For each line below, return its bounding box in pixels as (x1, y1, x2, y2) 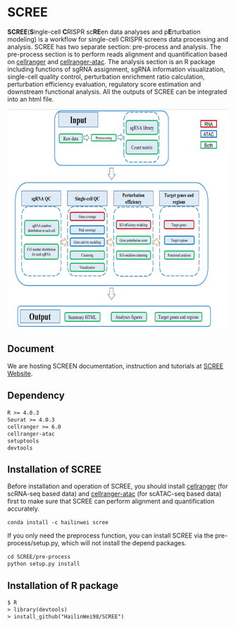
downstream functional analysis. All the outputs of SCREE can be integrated (7, 87, 228, 96)
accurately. (7, 504, 40, 513)
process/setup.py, (7, 539, 60, 547)
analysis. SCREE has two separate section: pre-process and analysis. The (7, 42, 221, 51)
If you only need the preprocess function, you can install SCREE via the (7, 531, 213, 540)
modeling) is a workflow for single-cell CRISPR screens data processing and (7, 35, 229, 43)
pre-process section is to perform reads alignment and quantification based (7, 50, 228, 58)
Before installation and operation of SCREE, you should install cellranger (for (7, 482, 229, 490)
